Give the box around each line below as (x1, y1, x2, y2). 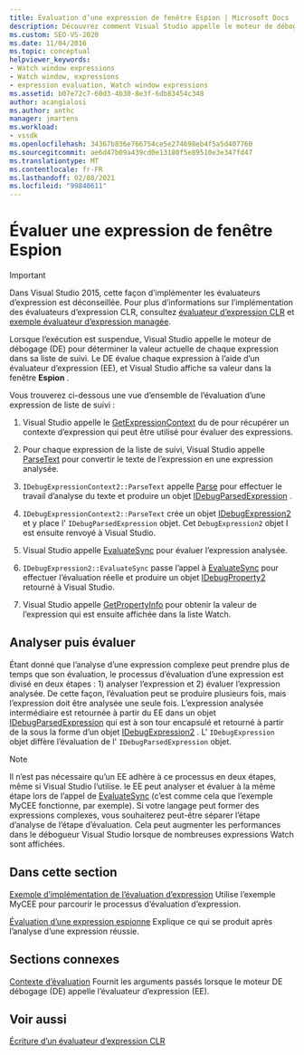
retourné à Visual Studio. (22, 581, 115, 593)
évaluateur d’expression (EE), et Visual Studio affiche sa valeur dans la (9, 363, 271, 374)
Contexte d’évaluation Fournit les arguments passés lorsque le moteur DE (9, 975, 283, 987)
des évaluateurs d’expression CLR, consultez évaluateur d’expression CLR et (9, 307, 295, 318)
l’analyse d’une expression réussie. (9, 926, 140, 936)
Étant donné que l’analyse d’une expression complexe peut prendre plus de (9, 658, 290, 670)
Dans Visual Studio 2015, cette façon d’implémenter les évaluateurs (9, 287, 261, 299)
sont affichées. (9, 839, 65, 849)
